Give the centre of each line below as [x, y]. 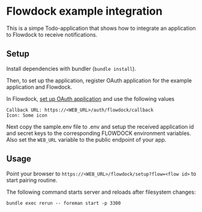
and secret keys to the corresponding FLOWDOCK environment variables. [99, 133]
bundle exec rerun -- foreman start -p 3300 [64, 203]
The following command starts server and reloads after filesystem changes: [101, 192]
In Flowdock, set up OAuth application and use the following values [90, 98]
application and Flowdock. [39, 87]
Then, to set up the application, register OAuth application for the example [99, 80]
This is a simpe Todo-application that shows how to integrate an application [101, 28]
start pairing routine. [32, 180]
